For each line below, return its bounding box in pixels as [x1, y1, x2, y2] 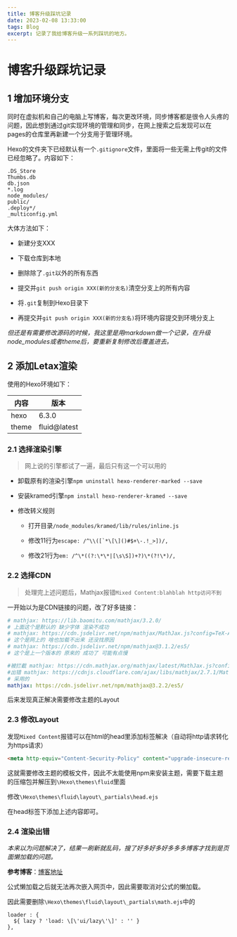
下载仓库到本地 [17, 254, 61, 262]
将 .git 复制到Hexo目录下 [17, 299, 89, 307]
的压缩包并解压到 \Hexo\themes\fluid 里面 [7, 777, 126, 786]
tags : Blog [7, 23, 39, 30]
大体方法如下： [7, 224, 51, 233]
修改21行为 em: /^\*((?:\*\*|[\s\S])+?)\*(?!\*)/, [27, 551, 176, 560]
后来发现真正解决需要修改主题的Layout [7, 695, 120, 704]
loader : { [7, 911, 39, 918]
